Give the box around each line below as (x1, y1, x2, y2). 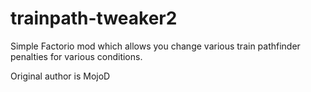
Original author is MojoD (10, 70, 111, 82)
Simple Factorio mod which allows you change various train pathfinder (10, 40, 301, 52)
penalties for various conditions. (10, 50, 143, 62)
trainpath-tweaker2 (10, 7, 178, 30)
